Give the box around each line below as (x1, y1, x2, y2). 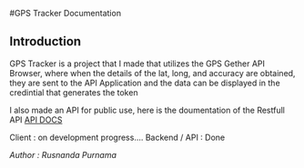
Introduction (9, 34, 82, 49)
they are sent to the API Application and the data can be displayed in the (9, 77, 280, 88)
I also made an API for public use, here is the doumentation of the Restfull (9, 104, 285, 115)
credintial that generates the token (9, 86, 138, 98)
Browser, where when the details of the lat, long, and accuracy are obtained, (9, 67, 296, 78)
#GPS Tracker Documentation (9, 8, 121, 18)
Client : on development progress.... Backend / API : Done (9, 132, 226, 143)
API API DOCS (9, 114, 63, 125)
